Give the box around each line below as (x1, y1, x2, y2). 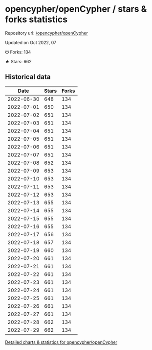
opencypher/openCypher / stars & (5, 3, 147, 15)
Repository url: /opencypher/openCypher (5, 30, 88, 36)
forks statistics (5, 14, 67, 25)
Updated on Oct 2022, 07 (5, 39, 57, 45)
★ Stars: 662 (5, 58, 32, 64)
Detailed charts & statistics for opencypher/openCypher (5, 339, 118, 345)
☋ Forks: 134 (5, 49, 31, 55)
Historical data (5, 73, 51, 81)
